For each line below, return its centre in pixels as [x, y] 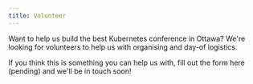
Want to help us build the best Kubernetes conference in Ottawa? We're [127, 38]
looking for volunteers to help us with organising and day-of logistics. [123, 47]
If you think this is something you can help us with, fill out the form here [126, 62]
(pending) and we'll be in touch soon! [70, 71]
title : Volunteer [37, 16]
